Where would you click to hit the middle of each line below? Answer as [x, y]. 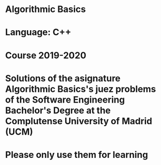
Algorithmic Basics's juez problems [81, 89]
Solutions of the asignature [63, 78]
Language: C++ [38, 32]
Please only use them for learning [77, 155]
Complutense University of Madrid [79, 121]
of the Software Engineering [65, 100]
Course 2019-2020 [46, 55]
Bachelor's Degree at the [58, 110]
